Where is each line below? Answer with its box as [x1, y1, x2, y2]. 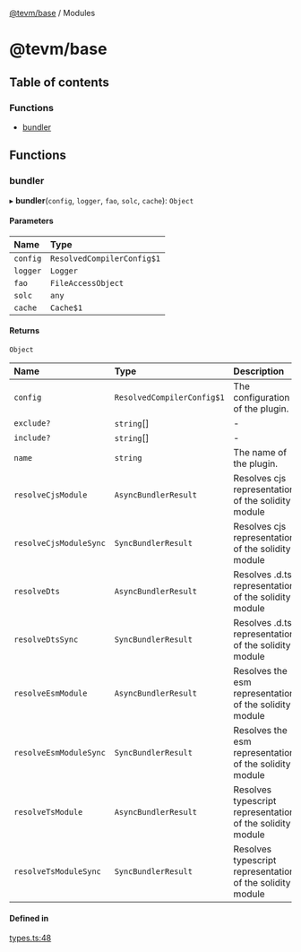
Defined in [9, 913, 49, 923]
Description [233, 365, 285, 377]
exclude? [13, 418, 51, 428]
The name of [233, 446, 288, 458]
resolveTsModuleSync [13, 866, 101, 877]
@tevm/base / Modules [9, 8, 96, 18]
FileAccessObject [50, 278, 125, 288]
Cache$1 [50, 302, 83, 313]
